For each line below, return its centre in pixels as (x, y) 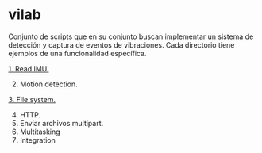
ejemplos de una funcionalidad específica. (77, 53)
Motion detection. (48, 84)
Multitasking (40, 132)
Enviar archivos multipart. (62, 123)
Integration (37, 140)
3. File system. (32, 99)
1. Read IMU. (29, 68)
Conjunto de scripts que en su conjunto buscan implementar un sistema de (131, 36)
